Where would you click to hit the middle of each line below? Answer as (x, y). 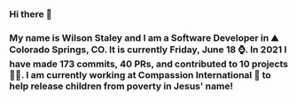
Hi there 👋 (31, 14)
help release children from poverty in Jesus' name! (121, 86)
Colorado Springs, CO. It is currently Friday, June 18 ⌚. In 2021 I (148, 50)
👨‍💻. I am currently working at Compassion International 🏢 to (141, 74)
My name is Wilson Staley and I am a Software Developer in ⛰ (144, 37)
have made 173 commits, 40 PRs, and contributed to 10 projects (149, 64)
